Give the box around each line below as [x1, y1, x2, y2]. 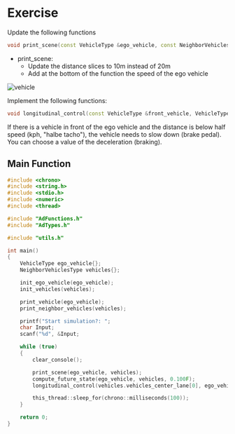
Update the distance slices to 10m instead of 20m [27, 62, 171, 70]
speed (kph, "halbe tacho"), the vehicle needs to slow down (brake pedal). [7, 130, 222, 138]
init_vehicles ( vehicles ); [20, 285, 96, 292]
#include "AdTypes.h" [7, 222, 71, 229]
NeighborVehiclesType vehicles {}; [20, 266, 120, 274]
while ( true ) [20, 344, 58, 351]
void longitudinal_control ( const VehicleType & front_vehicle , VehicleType [7, 110, 230, 117]
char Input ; [20, 324, 55, 331]
